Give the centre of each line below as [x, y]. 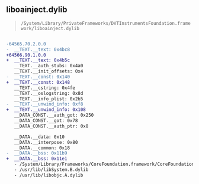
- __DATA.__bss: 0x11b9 [37, 153]
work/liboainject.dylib [50, 28]
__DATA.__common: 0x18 [42, 148]
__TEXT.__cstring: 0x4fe [45, 88]
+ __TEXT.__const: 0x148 [38, 82]
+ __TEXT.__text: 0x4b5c [38, 60]
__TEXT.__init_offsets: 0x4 [49, 71]
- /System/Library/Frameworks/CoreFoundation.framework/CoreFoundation [104, 165]
